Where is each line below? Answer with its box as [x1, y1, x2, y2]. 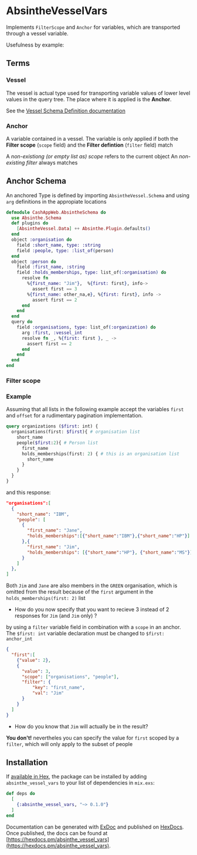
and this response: [6, 489, 51, 496]
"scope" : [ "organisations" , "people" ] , [21, 674, 119, 680]
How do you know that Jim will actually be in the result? [14, 723, 148, 730]
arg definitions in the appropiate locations [6, 198, 107, 205]
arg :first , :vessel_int [21, 330, 83, 336]
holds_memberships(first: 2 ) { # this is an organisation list [21, 450, 180, 457]
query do [11, 319, 33, 325]
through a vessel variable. [6, 29, 69, 37]
